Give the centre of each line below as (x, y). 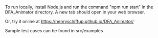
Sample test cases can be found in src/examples (54, 31)
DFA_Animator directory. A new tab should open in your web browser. (75, 12)
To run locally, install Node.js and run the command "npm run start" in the (79, 7)
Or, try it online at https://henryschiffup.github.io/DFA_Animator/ (69, 21)
